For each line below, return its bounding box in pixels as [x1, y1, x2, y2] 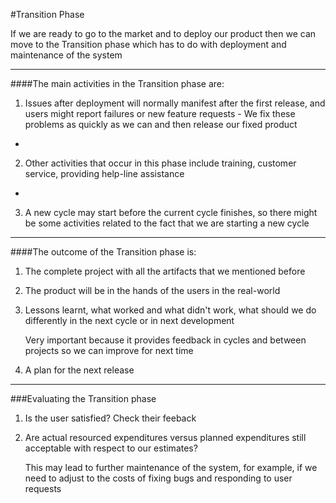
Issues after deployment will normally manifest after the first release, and [24, 97, 326, 109]
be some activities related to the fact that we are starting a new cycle [24, 217, 310, 229]
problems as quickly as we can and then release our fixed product [24, 119, 298, 130]
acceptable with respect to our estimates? [24, 442, 198, 454]
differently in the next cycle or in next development [24, 315, 235, 326]
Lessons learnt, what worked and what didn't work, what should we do [24, 304, 317, 316]
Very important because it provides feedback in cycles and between [24, 334, 307, 346]
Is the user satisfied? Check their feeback [24, 412, 197, 424]
